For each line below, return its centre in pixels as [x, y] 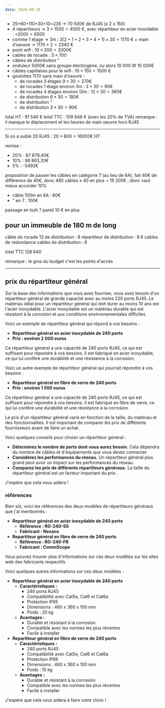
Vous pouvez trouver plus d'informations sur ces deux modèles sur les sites [82, 557]
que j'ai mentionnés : [26, 511]
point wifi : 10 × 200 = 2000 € [42, 50]
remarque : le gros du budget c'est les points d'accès [59, 262]
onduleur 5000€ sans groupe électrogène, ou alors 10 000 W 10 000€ [83, 65]
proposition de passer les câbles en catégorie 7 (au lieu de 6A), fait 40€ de [81, 175]
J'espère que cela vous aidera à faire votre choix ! [56, 700]
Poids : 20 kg [40, 612]
